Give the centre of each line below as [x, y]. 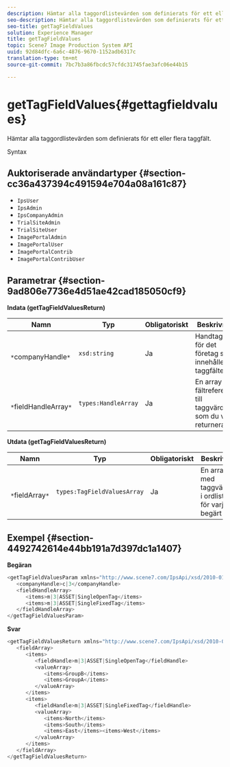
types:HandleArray [108, 403]
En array [208, 382]
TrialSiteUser [37, 230]
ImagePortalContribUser [51, 259]
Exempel [26, 538]
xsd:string [96, 354]
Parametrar [32, 280]
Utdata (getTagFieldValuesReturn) [57, 442]
